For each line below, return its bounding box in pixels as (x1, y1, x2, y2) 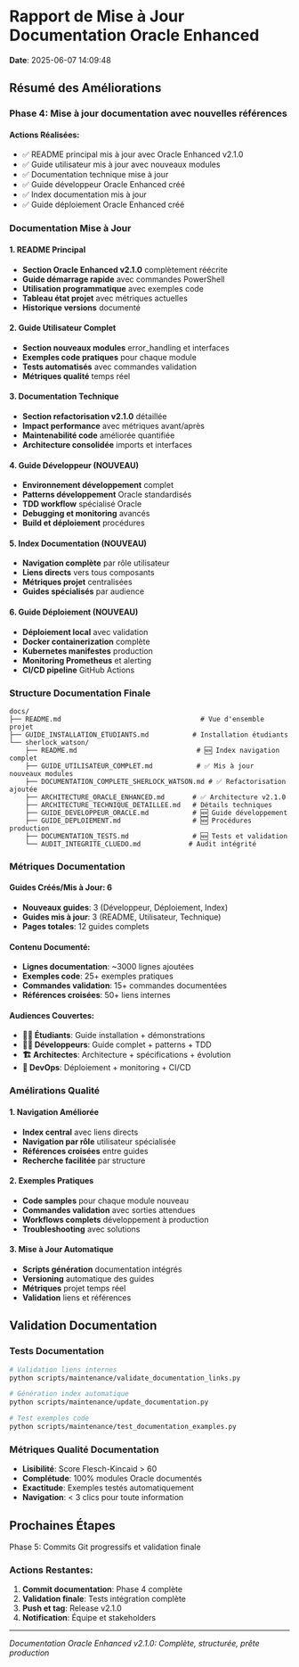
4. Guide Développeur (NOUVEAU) (9, 459, 140, 470)
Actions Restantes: (9, 1564, 93, 1576)
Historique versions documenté (21, 301, 141, 313)
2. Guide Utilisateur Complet (9, 323, 117, 334)
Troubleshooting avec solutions (21, 1224, 141, 1234)
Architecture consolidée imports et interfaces (21, 439, 193, 450)
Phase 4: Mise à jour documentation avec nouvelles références (9, 107, 287, 120)
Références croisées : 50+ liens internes (21, 990, 171, 1001)
